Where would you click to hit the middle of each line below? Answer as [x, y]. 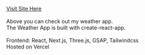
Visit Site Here [24, 9]
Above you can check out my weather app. [60, 21]
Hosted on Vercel [28, 47]
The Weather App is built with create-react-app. [66, 27]
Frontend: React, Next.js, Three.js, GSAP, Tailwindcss [72, 40]
